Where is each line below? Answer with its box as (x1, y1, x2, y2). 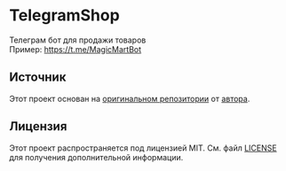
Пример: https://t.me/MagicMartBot (9, 43, 142, 54)
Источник (9, 70, 67, 85)
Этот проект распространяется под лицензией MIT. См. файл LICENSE (9, 143, 277, 153)
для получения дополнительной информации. (9, 152, 184, 162)
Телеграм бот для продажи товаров (9, 35, 147, 45)
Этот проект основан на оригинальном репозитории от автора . (9, 93, 250, 104)
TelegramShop (9, 5, 120, 26)
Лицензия (9, 119, 68, 134)
